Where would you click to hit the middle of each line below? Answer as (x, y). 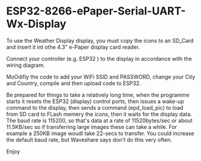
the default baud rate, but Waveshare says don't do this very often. (89, 139)
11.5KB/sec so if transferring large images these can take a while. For (92, 127)
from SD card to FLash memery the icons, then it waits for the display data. (99, 114)
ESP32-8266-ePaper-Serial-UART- (96, 11)
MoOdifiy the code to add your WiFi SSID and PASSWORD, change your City (101, 77)
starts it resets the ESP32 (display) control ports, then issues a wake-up (95, 101)
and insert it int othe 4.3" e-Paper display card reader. (73, 47)
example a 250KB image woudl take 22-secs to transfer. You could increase (100, 133)
